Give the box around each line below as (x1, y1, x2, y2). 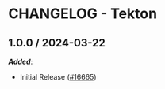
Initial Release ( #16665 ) (19, 72, 97, 81)
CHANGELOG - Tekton (8, 5, 157, 23)
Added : (8, 57, 33, 66)
